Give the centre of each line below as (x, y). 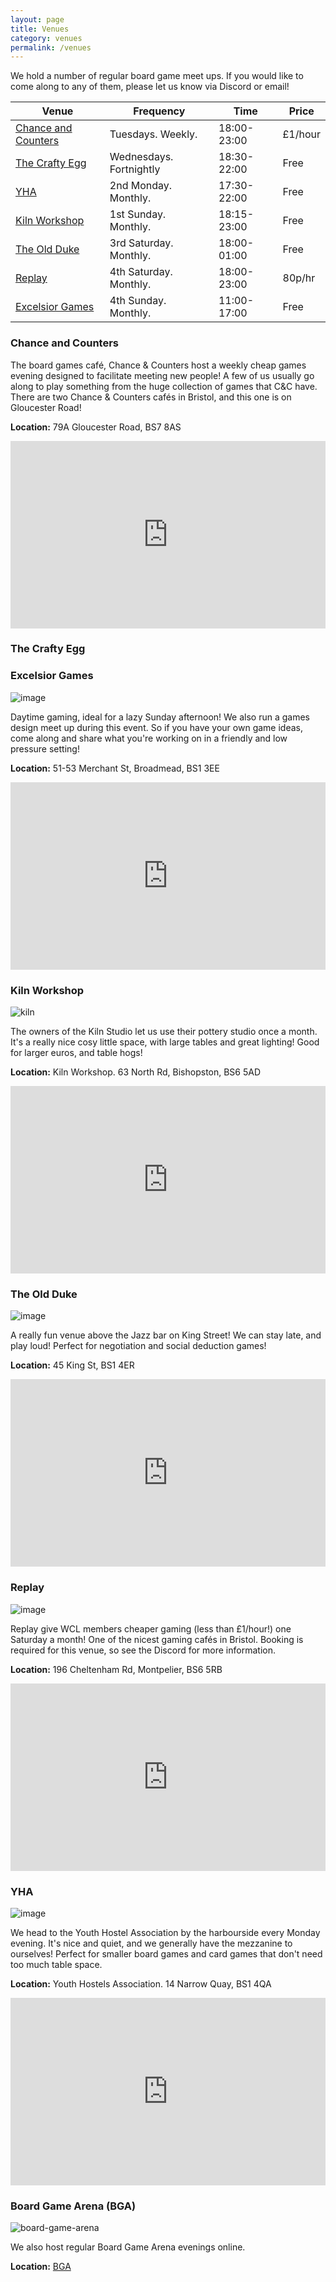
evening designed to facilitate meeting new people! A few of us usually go (162, 375)
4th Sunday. (138, 301)
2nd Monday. (141, 186)
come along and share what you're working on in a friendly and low (149, 738)
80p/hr (299, 278)
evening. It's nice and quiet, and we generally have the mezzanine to (151, 1943)
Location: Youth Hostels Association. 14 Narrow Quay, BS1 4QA (141, 1983)
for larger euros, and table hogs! (76, 1053)
